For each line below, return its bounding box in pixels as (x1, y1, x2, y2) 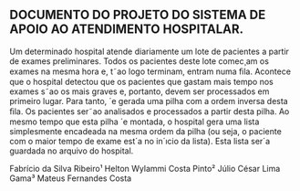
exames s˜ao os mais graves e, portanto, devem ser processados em (9, 86, 270, 97)
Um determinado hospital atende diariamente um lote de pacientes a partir (9, 46, 290, 57)
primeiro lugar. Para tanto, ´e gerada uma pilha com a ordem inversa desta (9, 95, 289, 106)
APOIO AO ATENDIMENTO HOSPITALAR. (9, 22, 244, 37)
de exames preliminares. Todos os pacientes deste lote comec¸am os (9, 55, 269, 67)
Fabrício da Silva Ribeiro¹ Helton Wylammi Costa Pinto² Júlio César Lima (9, 163, 281, 174)
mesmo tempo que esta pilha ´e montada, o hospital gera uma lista (9, 116, 260, 127)
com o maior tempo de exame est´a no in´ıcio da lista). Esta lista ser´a (9, 135, 271, 146)
